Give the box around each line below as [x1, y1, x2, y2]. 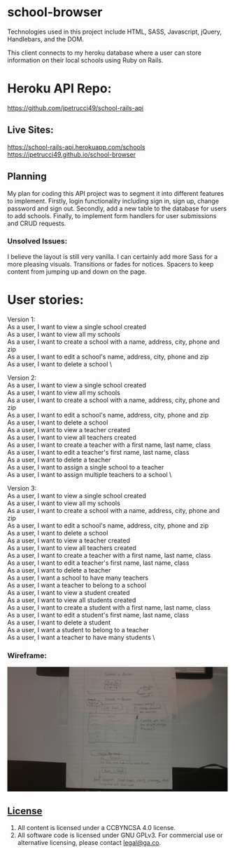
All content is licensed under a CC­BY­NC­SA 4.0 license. [17, 824, 176, 832]
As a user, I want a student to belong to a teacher [7, 625, 149, 634]
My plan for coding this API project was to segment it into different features [7, 189, 225, 197]
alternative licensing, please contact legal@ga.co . [17, 839, 162, 847]
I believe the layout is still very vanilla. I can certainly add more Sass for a [7, 252, 218, 260]
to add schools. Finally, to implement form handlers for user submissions [7, 211, 217, 220]
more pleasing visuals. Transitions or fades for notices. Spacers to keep [7, 260, 214, 268]
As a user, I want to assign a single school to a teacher [7, 462, 164, 471]
